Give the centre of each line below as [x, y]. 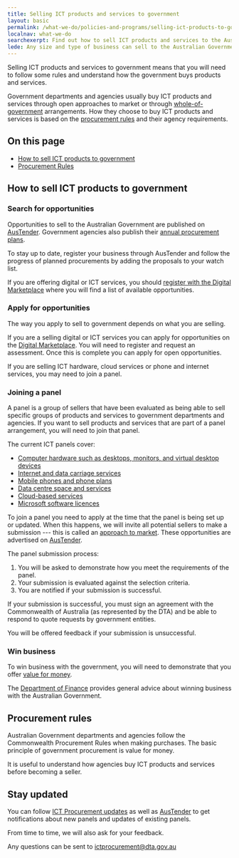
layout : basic [28, 21]
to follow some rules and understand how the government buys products [114, 75]
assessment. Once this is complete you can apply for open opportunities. [115, 352]
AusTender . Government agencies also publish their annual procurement [113, 231]
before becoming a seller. [45, 772]
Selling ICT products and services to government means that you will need [117, 67]
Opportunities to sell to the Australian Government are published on [106, 224]
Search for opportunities [51, 209]
